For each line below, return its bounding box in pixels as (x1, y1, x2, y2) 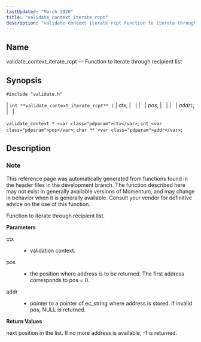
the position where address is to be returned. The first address (29, 270, 184, 277)
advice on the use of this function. (6, 200, 91, 207)
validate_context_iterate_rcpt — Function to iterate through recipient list (6, 58, 182, 65)
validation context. (29, 247, 76, 254)
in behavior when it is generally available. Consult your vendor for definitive (6, 194, 193, 201)
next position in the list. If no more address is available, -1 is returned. (6, 329, 178, 336)
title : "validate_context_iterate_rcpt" (6, 14, 109, 20)
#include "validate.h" (6, 91, 63, 97)
